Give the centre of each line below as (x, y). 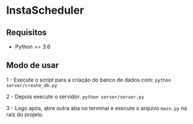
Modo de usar (32, 65)
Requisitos (26, 32)
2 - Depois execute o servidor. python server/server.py (75, 97)
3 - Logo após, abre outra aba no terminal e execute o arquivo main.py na (97, 108)
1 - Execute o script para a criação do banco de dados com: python (89, 80)
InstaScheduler (45, 10)
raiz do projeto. (25, 114)
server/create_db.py (32, 85)
